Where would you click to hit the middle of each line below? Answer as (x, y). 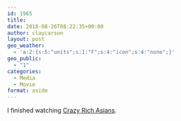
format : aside (28, 91)
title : (17, 20)
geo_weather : (26, 46)
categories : (24, 71)
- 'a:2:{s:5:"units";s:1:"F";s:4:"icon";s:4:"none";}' (94, 53)
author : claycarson (35, 33)
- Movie (25, 84)
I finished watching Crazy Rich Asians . (62, 111)
